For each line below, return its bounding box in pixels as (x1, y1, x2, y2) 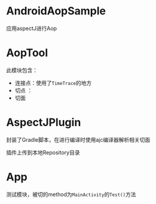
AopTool (6, 46, 48, 60)
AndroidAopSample (6, 4, 106, 18)
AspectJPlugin (6, 115, 81, 129)
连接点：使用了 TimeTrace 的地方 (14, 79, 92, 86)
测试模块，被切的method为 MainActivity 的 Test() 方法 (6, 190, 136, 198)
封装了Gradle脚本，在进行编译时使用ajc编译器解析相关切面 (6, 136, 151, 143)
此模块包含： (6, 66, 38, 74)
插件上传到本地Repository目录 (6, 148, 80, 156)
